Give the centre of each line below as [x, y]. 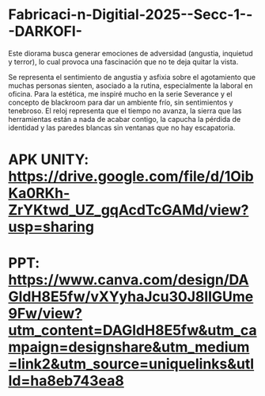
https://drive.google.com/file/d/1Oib [131, 177]
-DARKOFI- [45, 31]
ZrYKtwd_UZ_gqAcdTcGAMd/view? [129, 210]
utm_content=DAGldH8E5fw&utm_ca [132, 331]
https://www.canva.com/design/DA [129, 280]
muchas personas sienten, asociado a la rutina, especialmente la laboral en [131, 86]
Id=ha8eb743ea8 [66, 381]
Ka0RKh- [39, 194]
